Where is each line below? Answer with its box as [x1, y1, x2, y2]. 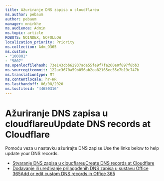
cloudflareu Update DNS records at [5, 118, 151, 130]
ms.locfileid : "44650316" [5, 86, 59, 91]
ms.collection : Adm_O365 [5, 44, 57, 49]
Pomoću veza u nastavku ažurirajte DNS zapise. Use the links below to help [5, 145, 160, 151]
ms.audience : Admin [5, 26, 46, 31]
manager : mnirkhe [5, 21, 41, 26]
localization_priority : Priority [5, 40, 75, 45]
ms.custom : [5, 49, 28, 54]
